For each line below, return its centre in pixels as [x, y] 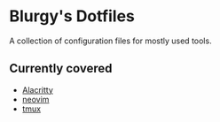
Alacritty [37, 89]
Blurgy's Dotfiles [72, 16]
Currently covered [61, 69]
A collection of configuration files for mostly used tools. [110, 41]
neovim [35, 99]
